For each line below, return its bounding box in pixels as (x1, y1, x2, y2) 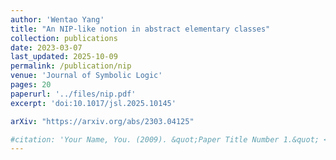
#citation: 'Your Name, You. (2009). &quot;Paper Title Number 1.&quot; (10, 134, 320, 145)
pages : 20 (10, 80, 52, 90)
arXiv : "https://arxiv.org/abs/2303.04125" (10, 116, 195, 126)
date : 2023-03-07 (10, 42, 83, 53)
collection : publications (10, 33, 118, 43)
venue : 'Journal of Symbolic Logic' (10, 71, 163, 81)
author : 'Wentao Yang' (10, 14, 105, 25)
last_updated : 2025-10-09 (10, 52, 118, 62)
